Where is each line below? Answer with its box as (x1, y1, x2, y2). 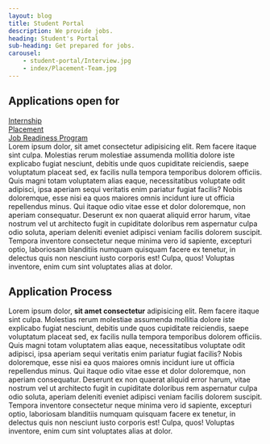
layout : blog (8, 11, 52, 20)
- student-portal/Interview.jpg (23, 57, 131, 65)
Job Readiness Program (8, 132, 89, 142)
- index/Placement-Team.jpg (23, 65, 117, 73)
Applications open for (8, 94, 120, 108)
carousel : (8, 49, 42, 57)
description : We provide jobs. (8, 27, 114, 35)
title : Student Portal (8, 19, 85, 27)
